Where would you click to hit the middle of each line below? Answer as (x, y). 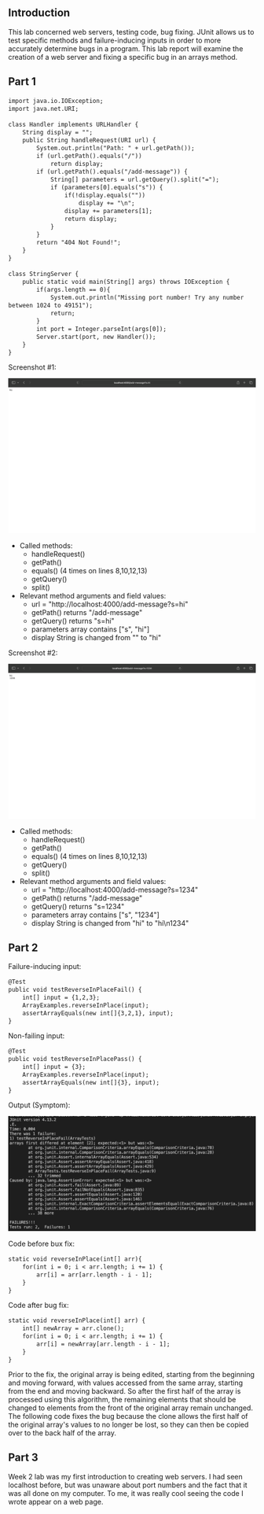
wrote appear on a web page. (56, 1501)
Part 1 (22, 82)
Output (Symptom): (39, 1105)
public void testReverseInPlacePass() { (75, 1059)
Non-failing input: (37, 1036)
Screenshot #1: (32, 367)
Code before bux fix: (42, 1243)
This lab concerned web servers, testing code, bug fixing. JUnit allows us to (131, 31)
